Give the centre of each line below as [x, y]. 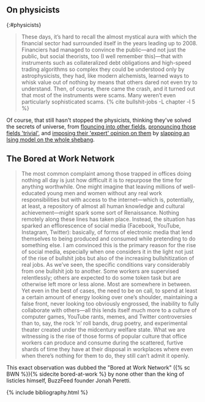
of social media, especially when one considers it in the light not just [107, 251]
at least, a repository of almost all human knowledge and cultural [103, 206]
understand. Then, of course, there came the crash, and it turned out [108, 89]
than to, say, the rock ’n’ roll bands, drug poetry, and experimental [104, 323]
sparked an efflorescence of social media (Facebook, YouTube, [101, 225]
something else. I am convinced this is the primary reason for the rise [109, 245]
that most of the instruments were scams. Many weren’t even [99, 95]
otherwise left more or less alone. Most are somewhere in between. [106, 284]
